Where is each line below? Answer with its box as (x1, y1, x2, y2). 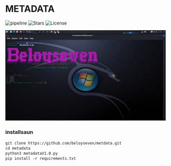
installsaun (5, 128, 34, 135)
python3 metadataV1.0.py (5, 151, 58, 156)
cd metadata (5, 146, 31, 151)
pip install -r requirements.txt (5, 156, 76, 161)
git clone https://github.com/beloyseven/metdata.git (5, 141, 122, 146)
